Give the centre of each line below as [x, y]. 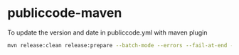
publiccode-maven [65, 13]
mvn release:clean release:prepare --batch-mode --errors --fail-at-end [117, 45]
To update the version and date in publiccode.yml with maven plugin [107, 32]
